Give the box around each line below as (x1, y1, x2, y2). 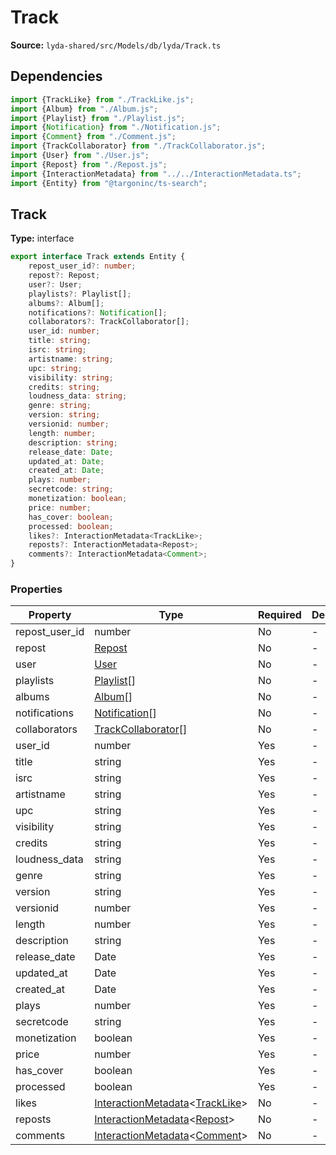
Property (28, 608, 72, 622)
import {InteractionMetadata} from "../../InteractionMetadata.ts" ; (10, 169, 302, 179)
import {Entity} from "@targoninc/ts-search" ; (10, 178, 208, 188)
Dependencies (10, 68, 103, 85)
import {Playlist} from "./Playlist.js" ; (10, 113, 186, 123)
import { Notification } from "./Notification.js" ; (10, 122, 222, 133)
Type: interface (10, 232, 75, 245)
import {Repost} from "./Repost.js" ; (10, 159, 168, 170)
